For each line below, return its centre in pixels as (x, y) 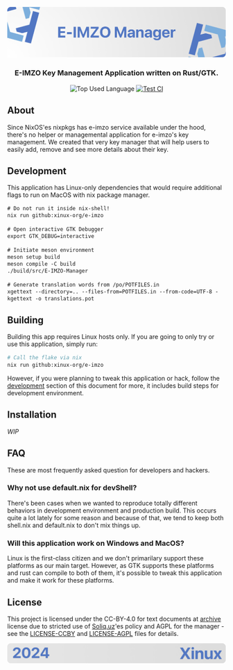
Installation (32, 415)
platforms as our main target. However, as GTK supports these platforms (111, 566)
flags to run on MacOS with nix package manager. (79, 195)
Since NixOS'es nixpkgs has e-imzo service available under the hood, (106, 127)
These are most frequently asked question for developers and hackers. (109, 470)
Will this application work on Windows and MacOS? (96, 543)
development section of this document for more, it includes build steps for (113, 386)
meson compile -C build (42, 264)
